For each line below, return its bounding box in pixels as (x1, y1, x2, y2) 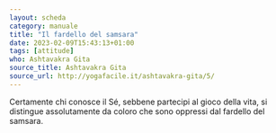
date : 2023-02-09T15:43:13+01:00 (9, 38, 135, 48)
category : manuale (9, 22, 78, 31)
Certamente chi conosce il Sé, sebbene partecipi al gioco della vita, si (9, 96, 268, 107)
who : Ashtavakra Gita (9, 55, 91, 64)
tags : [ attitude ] (9, 47, 75, 56)
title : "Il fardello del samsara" (9, 30, 139, 39)
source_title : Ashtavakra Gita (9, 64, 127, 73)
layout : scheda (9, 13, 67, 22)
